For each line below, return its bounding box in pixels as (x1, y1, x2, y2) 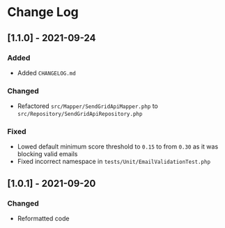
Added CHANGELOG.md (17, 68, 77, 77)
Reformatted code (17, 214, 70, 223)
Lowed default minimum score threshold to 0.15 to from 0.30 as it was (17, 142, 219, 151)
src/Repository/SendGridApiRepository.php (17, 111, 143, 118)
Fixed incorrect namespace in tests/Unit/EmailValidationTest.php (17, 158, 211, 166)
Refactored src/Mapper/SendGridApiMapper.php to (17, 102, 159, 110)
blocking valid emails (17, 150, 78, 158)
